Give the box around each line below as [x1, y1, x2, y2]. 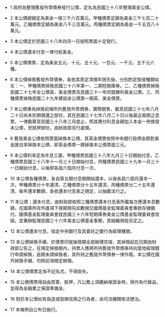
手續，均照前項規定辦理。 [23, 258, 76, 263]
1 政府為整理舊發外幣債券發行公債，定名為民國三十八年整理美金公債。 [10, 5, 154, 10]
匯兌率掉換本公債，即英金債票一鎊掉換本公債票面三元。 [14, 142, 129, 147]
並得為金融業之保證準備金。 [10, 285, 68, 291]
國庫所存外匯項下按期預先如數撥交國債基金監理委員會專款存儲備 [23, 205, 155, 211]
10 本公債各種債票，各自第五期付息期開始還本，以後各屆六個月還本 [10, 176, 148, 182]
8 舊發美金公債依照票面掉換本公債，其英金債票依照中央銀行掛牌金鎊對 [10, 135, 155, 141]
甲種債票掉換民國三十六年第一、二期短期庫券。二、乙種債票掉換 [27, 83, 159, 89]
